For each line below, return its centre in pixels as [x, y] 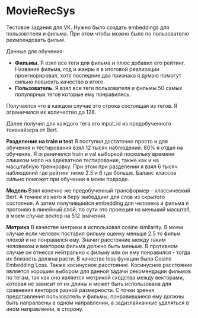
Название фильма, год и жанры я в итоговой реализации [87, 69]
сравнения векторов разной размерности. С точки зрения [80, 290]
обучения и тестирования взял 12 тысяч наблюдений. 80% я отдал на [95, 147]
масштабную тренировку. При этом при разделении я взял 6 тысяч [92, 166]
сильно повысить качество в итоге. [60, 82]
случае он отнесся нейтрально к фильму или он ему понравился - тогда [98, 252]
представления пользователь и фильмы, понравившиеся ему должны [95, 296]
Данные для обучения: [35, 51]
